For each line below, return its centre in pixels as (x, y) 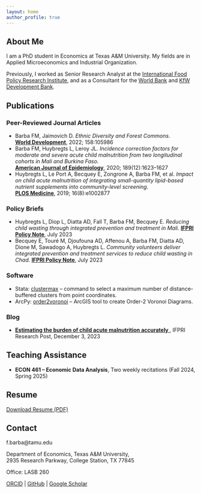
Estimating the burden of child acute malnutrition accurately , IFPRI (100, 330)
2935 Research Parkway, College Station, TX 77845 (70, 461)
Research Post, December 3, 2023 (58, 336)
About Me (25, 42)
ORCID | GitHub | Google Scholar (47, 484)
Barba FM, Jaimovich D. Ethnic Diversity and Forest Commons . (92, 136)
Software (20, 275)
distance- (181, 288)
